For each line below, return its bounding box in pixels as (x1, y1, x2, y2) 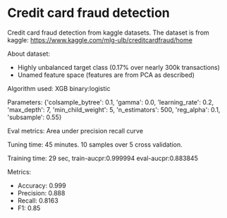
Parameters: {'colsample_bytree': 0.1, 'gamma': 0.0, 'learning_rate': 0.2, (7, 97, 214, 107)
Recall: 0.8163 (17, 196, 59, 205)
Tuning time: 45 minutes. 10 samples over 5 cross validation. (7, 140, 183, 149)
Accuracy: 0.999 (17, 181, 66, 190)
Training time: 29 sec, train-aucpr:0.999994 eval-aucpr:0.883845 (7, 154, 199, 162)
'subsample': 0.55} (7, 113, 62, 121)
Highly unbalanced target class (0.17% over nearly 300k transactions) (17, 63, 221, 71)
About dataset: (7, 49, 51, 58)
